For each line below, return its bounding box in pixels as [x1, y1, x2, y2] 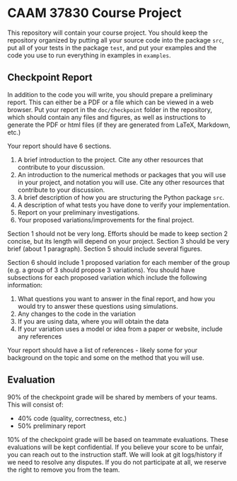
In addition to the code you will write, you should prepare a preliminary [7, 90, 213, 98]
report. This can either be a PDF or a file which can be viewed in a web [7, 98, 214, 106]
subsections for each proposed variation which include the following [7, 273, 207, 281]
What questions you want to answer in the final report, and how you [17, 294, 216, 302]
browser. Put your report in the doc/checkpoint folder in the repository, [7, 105, 212, 114]
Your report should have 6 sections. [7, 142, 112, 150]
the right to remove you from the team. [7, 465, 120, 474]
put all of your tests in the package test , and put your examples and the [7, 43, 217, 52]
